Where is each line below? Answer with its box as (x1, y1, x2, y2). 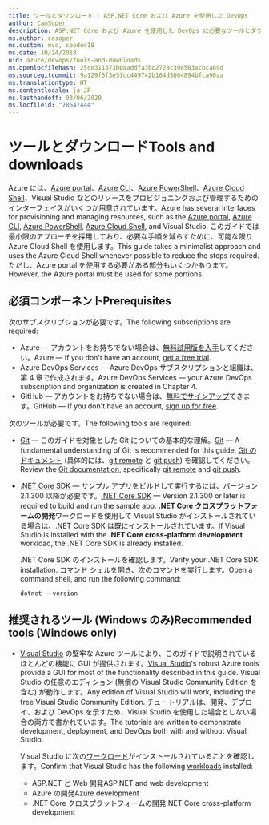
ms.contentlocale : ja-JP (8, 86, 91, 95)
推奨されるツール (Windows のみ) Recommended (8, 614, 252, 627)
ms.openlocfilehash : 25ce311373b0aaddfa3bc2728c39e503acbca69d (8, 64, 224, 72)
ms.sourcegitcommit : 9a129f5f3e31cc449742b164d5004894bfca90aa (8, 71, 224, 79)
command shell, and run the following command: (19, 573, 182, 583)
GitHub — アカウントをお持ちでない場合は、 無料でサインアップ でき (19, 391, 244, 400)
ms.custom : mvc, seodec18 (8, 42, 94, 50)
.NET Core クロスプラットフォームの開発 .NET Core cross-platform (31, 798, 251, 807)
